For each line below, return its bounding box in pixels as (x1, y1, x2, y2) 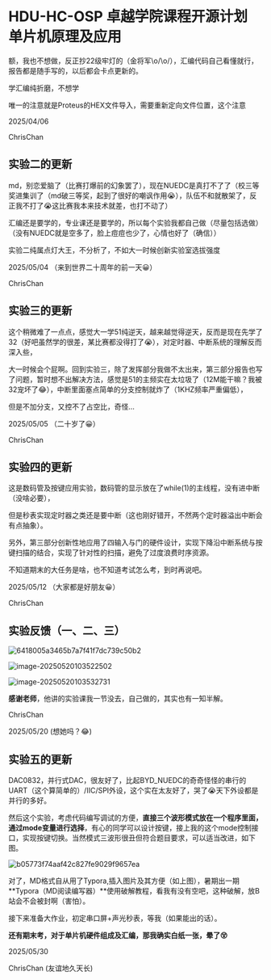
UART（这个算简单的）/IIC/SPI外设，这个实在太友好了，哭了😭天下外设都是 (8, 785, 259, 795)
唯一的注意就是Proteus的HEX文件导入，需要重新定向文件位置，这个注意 (8, 100, 247, 110)
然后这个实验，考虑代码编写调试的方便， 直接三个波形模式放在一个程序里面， (8, 813, 263, 822)
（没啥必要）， (8, 494, 55, 503)
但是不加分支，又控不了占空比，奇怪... (8, 402, 135, 411)
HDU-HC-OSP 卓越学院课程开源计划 (8, 7, 248, 26)
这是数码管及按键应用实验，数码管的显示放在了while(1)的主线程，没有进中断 (8, 483, 261, 493)
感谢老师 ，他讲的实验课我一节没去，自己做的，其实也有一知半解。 (8, 694, 227, 704)
